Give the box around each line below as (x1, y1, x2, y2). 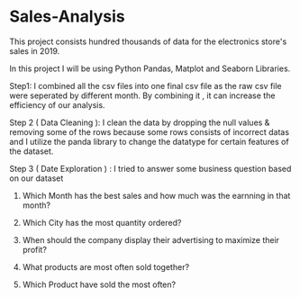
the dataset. (9, 146, 54, 157)
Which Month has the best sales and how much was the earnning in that (22, 190, 291, 201)
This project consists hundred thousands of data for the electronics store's (9, 36, 287, 47)
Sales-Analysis (9, 6, 125, 27)
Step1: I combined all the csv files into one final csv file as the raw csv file (9, 80, 282, 91)
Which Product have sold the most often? (22, 279, 177, 290)
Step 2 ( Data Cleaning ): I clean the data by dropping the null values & (9, 117, 270, 128)
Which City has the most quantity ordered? (22, 217, 182, 228)
